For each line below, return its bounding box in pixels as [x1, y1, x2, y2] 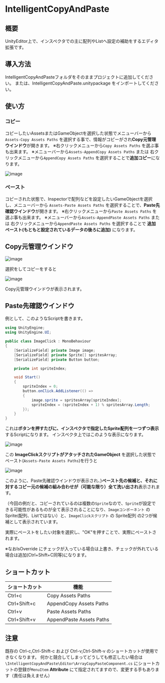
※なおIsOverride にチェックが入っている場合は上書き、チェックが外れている [5, 546, 159, 552]
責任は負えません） [13, 672, 53, 679]
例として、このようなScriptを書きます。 [5, 315, 85, 321]
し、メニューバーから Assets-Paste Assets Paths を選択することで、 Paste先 [5, 202, 160, 208]
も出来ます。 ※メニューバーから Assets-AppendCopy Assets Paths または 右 [5, 148, 155, 154]
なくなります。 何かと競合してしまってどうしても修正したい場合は [9, 654, 143, 660]
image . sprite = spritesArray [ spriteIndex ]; [31, 398, 122, 402]
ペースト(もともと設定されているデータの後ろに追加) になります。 [5, 227, 138, 232]
